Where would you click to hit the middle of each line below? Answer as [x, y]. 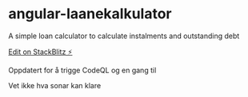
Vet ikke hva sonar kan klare [55, 85]
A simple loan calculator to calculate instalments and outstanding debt [124, 36]
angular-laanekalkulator [90, 14]
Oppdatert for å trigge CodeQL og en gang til [82, 70]
